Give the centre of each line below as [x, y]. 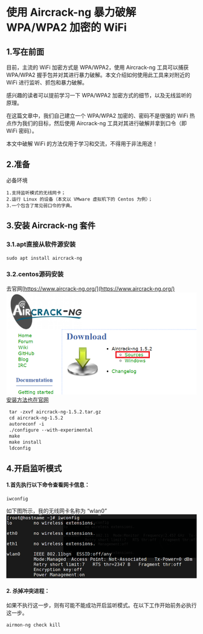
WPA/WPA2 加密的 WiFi [66, 27]
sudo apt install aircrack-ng [44, 258]
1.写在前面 [25, 52]
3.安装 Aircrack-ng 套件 [51, 226]
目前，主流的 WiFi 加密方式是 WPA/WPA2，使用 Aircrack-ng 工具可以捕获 [98, 67]
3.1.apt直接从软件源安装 [41, 244]
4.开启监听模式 [34, 468]
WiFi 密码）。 [22, 131]
